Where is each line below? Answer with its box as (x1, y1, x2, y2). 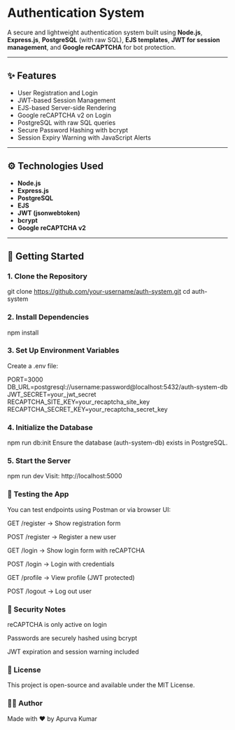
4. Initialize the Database (7, 422, 93, 432)
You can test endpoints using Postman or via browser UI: (7, 505, 171, 513)
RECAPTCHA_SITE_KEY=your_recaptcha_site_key (7, 398, 150, 406)
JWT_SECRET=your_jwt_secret (7, 390, 97, 398)
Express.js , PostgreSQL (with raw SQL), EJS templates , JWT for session (7, 35, 220, 43)
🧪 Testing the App (7, 489, 69, 499)
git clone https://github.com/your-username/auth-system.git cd (7, 288, 191, 296)
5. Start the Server (7, 456, 71, 466)
